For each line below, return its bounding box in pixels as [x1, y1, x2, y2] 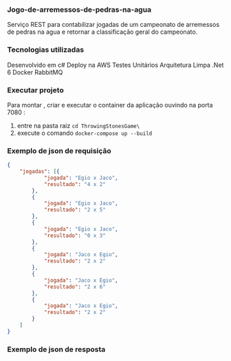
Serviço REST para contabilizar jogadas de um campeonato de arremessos [7, 21, 220, 29]
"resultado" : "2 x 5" [43, 207, 107, 214]
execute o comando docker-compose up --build [16, 129, 153, 137]
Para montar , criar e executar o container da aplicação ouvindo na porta [7, 101, 213, 109]
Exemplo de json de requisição [7, 146, 111, 156]
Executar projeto [7, 85, 64, 94]
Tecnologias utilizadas [7, 45, 85, 54]
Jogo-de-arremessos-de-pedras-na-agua [7, 5, 152, 14]
